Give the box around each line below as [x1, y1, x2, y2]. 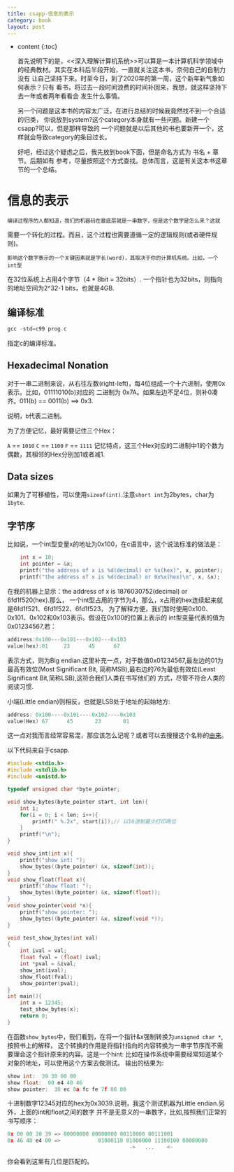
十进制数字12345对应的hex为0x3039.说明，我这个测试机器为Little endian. [7, 1099, 219, 1108]
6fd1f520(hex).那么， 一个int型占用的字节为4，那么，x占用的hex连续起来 [7, 596, 217, 604]
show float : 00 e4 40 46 [7, 1079, 82, 1086]
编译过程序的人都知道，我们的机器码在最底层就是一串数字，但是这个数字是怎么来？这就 [7, 218, 221, 225]
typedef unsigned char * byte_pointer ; [7, 786, 120, 793]
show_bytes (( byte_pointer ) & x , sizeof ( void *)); [20, 915, 164, 922]
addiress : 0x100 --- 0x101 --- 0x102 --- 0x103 [7, 636, 127, 643]
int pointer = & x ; [20, 561, 73, 568]
